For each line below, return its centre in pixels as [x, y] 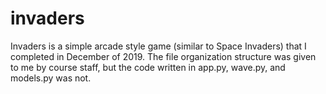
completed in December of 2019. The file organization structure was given [163, 56]
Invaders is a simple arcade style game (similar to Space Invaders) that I [158, 46]
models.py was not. [51, 78]
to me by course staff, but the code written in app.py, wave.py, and [148, 67]
